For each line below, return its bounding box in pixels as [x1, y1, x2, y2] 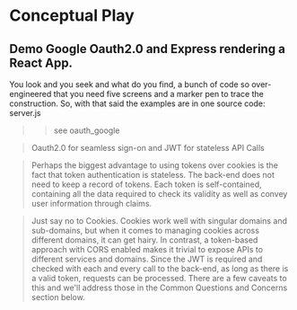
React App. [9, 55, 74, 70]
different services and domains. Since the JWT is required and [31, 253, 263, 264]
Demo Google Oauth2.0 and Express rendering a [9, 41, 285, 57]
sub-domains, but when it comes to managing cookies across [31, 226, 260, 235]
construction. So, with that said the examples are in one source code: [9, 98, 266, 109]
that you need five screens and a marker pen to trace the [53, 89, 265, 99]
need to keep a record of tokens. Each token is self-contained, [31, 179, 262, 190]
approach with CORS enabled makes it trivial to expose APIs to [31, 244, 263, 254]
